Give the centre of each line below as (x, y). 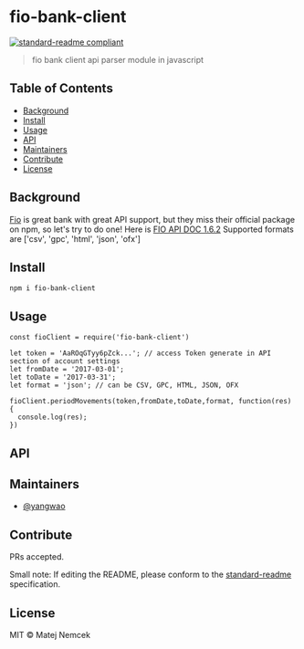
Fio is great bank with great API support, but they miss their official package (152, 219)
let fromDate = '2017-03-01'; (67, 370)
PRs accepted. (37, 557)
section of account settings (65, 361)
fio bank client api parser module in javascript (117, 59)
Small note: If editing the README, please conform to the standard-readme (151, 575)
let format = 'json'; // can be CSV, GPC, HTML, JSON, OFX (124, 385)
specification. (35, 584)
